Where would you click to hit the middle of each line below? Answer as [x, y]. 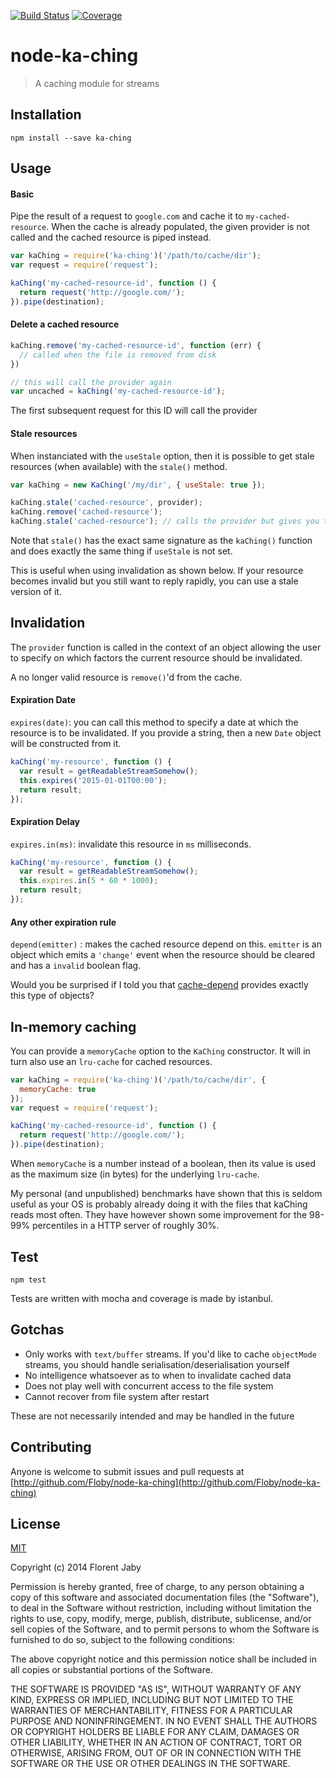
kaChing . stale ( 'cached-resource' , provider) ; [106, 503]
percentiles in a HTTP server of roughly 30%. [126, 1226]
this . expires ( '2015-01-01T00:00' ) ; [93, 780]
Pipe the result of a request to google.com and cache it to [127, 216]
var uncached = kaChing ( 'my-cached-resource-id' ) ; [118, 391]
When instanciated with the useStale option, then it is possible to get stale [162, 456]
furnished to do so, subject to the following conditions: [122, 1640]
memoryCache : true [58, 1089]
